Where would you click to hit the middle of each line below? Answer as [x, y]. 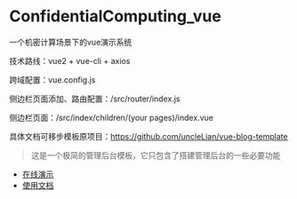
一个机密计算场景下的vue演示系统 [71, 42]
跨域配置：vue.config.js [52, 80]
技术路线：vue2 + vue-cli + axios [70, 60]
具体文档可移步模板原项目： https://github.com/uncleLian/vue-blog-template [148, 136]
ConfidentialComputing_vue [116, 16]
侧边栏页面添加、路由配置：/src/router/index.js [95, 99]
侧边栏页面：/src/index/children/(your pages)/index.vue [111, 117]
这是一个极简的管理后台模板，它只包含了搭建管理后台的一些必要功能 [156, 155]
